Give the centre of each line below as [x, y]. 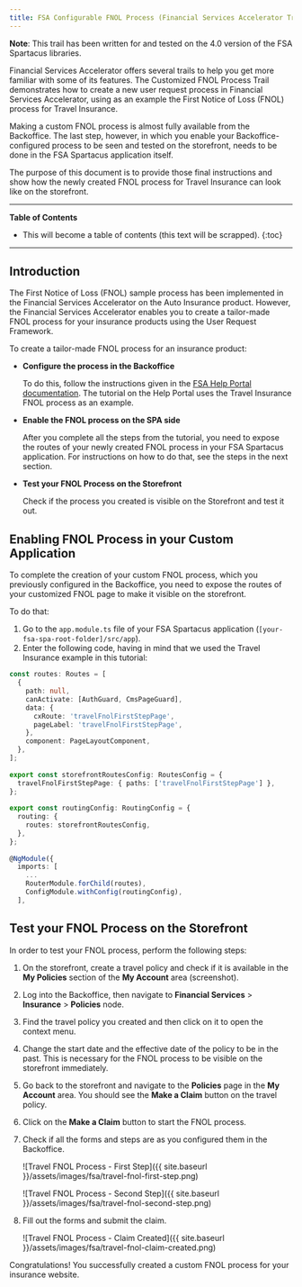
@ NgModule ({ [31, 858]
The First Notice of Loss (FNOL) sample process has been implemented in [147, 293]
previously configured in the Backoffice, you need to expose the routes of [146, 585]
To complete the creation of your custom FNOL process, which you [133, 575]
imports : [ [38, 867]
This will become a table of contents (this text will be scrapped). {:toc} [152, 234]
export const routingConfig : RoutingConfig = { [100, 808]
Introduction [45, 272]
